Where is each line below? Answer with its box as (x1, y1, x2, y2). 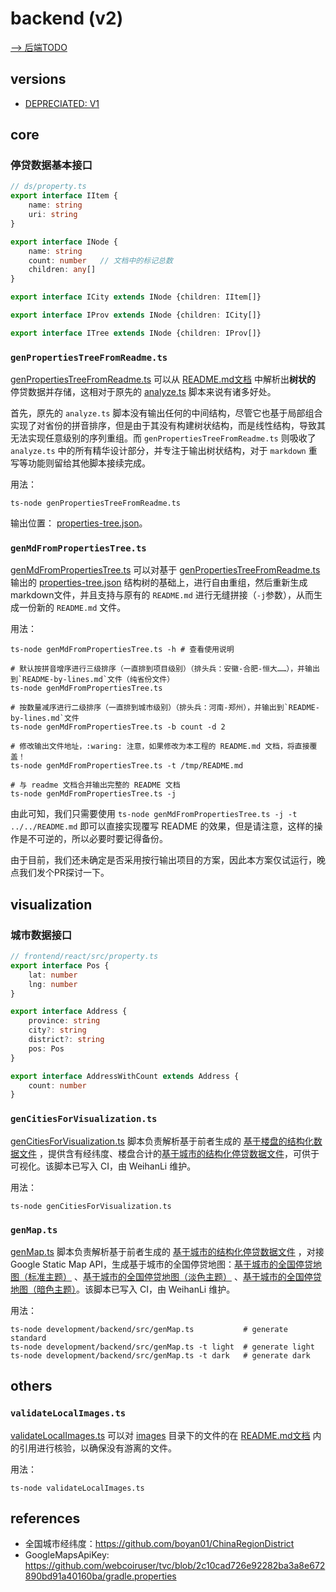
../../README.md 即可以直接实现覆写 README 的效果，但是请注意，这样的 (10, 820, 315, 832)
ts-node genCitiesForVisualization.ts (10, 1201, 172, 1211)
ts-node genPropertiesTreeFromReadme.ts (10, 498, 182, 509)
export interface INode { (10, 237, 118, 247)
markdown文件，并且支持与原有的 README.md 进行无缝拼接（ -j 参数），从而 (10, 589, 315, 601)
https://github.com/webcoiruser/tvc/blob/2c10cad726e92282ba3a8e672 (24, 1560, 326, 1572)
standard (10, 1333, 47, 1343)
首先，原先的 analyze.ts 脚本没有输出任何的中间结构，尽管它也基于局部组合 (10, 407, 323, 419)
